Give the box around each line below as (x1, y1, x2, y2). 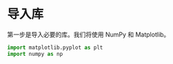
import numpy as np (7, 50, 63, 57)
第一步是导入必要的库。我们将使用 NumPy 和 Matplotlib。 (7, 30, 170, 39)
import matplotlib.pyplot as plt (7, 44, 103, 51)
